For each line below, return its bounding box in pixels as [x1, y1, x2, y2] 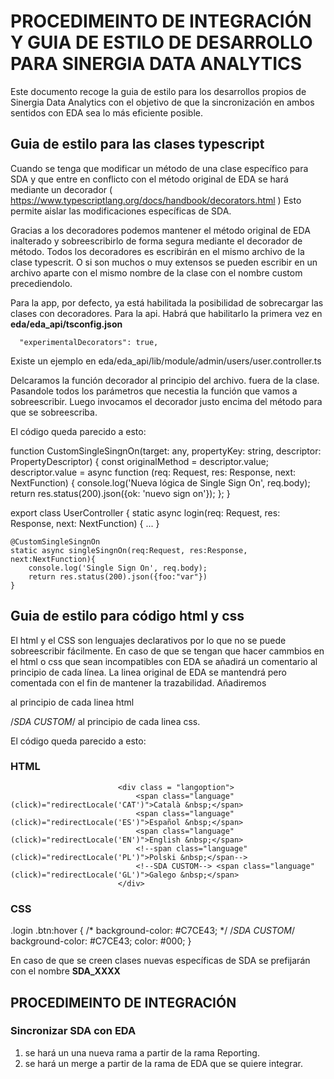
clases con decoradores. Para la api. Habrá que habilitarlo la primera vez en [10, 307, 323, 319]
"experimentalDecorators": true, [19, 337, 159, 347]
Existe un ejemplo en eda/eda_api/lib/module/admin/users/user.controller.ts [10, 355, 322, 367]
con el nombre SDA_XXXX [10, 965, 121, 977]
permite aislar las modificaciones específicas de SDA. [10, 205, 232, 217]
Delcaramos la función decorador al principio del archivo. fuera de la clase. [10, 374, 320, 386]
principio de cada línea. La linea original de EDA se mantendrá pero [10, 666, 287, 678]
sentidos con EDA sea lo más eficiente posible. [10, 106, 203, 119]
